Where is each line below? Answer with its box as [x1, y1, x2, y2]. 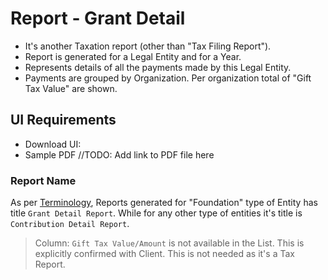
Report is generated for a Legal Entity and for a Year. [24, 50, 242, 62]
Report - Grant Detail [10, 7, 186, 30]
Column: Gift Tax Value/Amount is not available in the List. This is [34, 237, 305, 249]
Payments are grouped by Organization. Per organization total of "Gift [24, 72, 312, 84]
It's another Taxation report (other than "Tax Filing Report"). [24, 40, 272, 52]
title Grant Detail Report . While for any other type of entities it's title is [10, 207, 303, 219]
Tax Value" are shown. [24, 82, 118, 94]
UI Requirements [10, 112, 117, 129]
